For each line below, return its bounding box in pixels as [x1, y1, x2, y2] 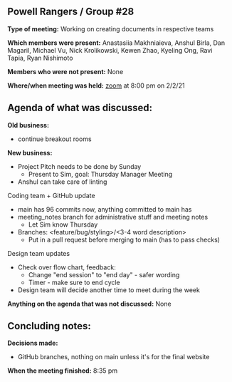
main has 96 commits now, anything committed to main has [17, 205, 192, 213]
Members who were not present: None [7, 67, 124, 76]
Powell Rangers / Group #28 [7, 6, 135, 18]
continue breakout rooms [17, 135, 92, 143]
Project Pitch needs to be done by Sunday [17, 162, 142, 170]
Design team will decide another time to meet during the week [17, 285, 201, 294]
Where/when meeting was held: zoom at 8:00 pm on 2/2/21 [7, 81, 185, 90]
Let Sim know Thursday [28, 220, 98, 229]
